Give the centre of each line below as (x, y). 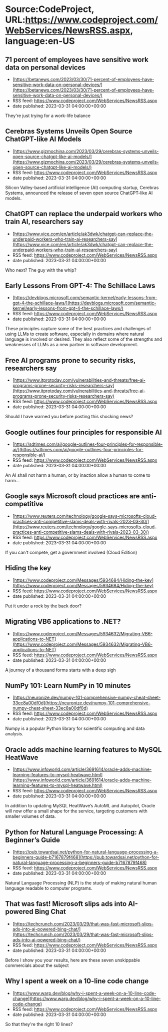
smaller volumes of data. (30, 816)
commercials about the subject (37, 965)
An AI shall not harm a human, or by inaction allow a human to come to (78, 475)
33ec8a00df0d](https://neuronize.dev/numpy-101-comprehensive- (81, 703)
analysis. (14, 734)
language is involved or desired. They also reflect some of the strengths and (84, 339)
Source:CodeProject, (49, 9)
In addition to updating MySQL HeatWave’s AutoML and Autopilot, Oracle (80, 806)
